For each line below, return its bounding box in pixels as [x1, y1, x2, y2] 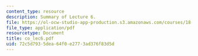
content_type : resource [6, 8, 65, 15]
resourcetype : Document [6, 30, 65, 36]
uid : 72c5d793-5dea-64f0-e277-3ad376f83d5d [6, 41, 115, 47]
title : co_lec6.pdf [6, 36, 54, 41]
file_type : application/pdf [6, 24, 75, 31]
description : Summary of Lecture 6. [6, 14, 96, 20]
